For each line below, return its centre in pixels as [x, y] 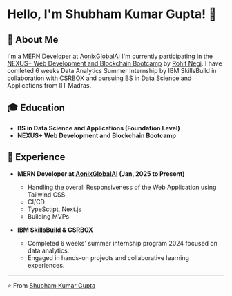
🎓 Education [36, 108]
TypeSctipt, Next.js [55, 209]
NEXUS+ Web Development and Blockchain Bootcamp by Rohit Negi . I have [115, 63]
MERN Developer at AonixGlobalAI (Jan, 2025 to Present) [101, 174]
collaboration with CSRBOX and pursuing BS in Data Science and [99, 78]
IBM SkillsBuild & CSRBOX [55, 230]
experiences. [46, 265]
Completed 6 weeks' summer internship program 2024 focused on [123, 243]
